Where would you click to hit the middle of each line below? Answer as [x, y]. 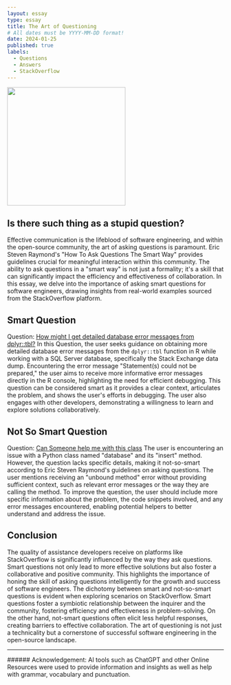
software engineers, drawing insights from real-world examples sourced [109, 291]
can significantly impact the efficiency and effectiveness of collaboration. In [114, 277]
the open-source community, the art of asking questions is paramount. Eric [113, 247]
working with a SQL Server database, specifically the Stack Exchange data [113, 359]
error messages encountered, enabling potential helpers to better [100, 506]
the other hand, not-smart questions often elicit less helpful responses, [108, 618]
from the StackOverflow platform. [55, 298]
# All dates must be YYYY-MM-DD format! [66, 33]
